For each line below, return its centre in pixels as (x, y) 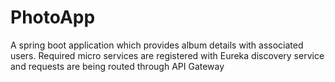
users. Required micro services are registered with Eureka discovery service (167, 55)
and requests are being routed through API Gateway (117, 66)
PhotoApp (53, 17)
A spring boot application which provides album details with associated (157, 45)
